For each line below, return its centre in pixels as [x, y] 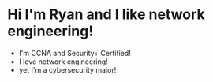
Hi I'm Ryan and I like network [106, 15]
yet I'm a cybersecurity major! [67, 69]
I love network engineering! [63, 61]
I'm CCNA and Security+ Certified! [75, 53]
